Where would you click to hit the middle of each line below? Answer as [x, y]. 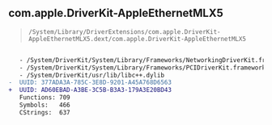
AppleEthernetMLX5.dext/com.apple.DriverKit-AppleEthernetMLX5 [137, 39]
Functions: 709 [45, 98]
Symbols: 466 [45, 105]
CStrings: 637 [45, 112]
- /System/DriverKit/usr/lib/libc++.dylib [91, 75]
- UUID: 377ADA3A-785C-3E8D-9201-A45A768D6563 [90, 83]
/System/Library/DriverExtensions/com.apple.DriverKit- [124, 31]
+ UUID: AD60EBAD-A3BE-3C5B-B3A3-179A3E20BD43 [90, 90]
